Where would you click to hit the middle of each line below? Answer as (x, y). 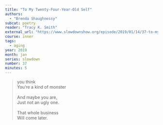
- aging (17, 46)
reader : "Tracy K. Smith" (31, 28)
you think (26, 82)
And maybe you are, (37, 97)
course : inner (19, 37)
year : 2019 (16, 50)
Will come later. (32, 118)
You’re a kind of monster (41, 87)
